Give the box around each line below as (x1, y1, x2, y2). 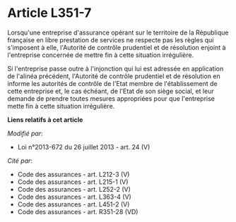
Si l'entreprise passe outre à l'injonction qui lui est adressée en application (7, 64, 224, 73)
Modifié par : (7, 129, 44, 137)
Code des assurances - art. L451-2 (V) (17, 199, 130, 209)
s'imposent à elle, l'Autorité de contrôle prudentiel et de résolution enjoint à (7, 43, 226, 51)
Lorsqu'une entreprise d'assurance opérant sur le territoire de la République (7, 28, 229, 37)
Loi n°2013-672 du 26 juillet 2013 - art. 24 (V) (17, 142, 151, 151)
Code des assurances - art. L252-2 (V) (17, 185, 131, 193)
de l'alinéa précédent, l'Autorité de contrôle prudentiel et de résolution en (7, 72, 220, 80)
